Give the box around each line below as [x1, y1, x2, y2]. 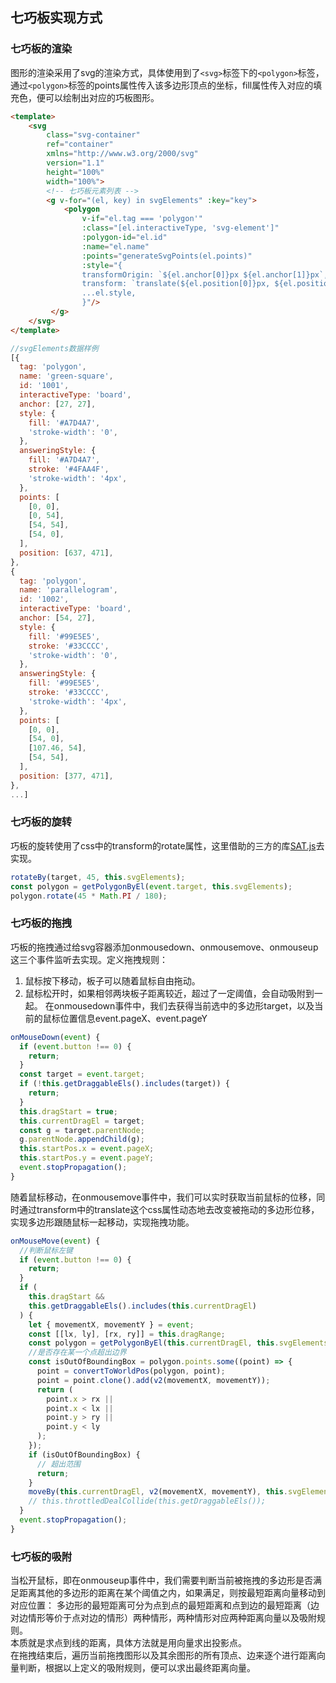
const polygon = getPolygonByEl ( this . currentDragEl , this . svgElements [28, 1338, 329, 1348]
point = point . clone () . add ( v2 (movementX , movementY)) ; [36, 1375, 271, 1385]
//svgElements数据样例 [10, 343, 99, 353]
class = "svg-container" [46, 130, 141, 140]
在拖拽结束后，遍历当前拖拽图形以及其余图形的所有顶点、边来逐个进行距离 [10, 1649, 317, 1662]
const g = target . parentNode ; [19, 1125, 145, 1135]
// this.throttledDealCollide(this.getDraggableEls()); [28, 1496, 267, 1507]
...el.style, [81, 288, 137, 298]
